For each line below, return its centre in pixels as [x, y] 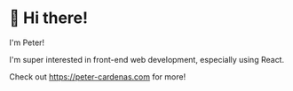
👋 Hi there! [49, 18]
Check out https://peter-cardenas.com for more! [98, 76]
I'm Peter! [27, 42]
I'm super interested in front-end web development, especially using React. [147, 59]
